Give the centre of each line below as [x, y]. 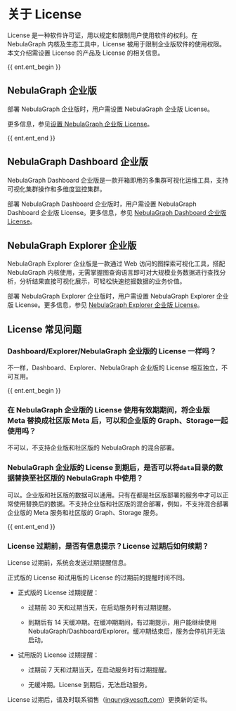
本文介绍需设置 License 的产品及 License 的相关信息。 [86, 53]
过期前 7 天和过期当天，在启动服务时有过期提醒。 [99, 670]
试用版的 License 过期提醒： [58, 655]
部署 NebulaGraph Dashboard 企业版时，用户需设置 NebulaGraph [102, 204]
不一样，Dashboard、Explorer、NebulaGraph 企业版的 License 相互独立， [114, 368]
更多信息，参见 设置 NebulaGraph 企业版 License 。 [80, 124]
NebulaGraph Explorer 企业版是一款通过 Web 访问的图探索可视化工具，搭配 [116, 263]
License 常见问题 [45, 329]
